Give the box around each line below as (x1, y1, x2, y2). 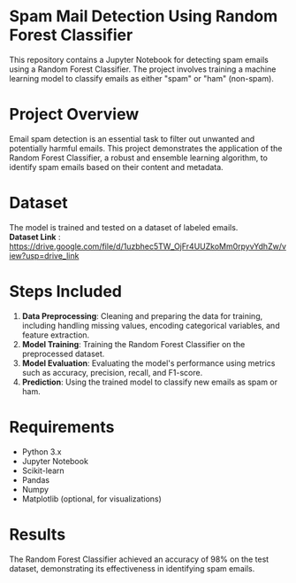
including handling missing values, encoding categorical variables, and (21, 320, 280, 330)
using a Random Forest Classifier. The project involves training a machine (9, 64, 277, 74)
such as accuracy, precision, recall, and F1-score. (21, 367, 203, 377)
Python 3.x (21, 446, 62, 457)
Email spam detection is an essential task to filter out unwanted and (9, 133, 255, 144)
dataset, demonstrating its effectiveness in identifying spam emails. (9, 563, 255, 573)
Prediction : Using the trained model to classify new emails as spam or (21, 377, 278, 387)
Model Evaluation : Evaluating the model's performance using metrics (21, 357, 276, 369)
